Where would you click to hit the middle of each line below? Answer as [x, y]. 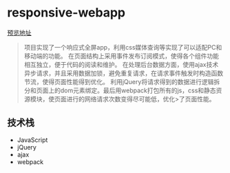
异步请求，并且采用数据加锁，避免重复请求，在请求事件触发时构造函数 [124, 73]
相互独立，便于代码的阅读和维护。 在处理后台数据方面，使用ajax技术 [121, 64]
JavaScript [32, 140]
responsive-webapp [66, 13]
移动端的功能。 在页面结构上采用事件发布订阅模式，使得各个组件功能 [121, 56]
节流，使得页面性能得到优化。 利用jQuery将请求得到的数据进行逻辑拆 [122, 81]
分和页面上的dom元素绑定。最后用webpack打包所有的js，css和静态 [120, 90]
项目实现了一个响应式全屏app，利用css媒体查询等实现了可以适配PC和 [123, 47]
